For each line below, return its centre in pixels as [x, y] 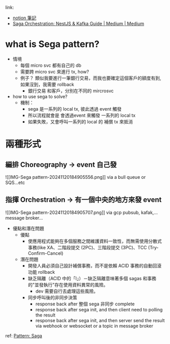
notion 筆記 [24, 18]
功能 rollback [41, 272]
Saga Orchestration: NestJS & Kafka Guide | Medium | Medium [78, 23]
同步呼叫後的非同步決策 [52, 297]
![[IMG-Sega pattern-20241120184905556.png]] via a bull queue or [76, 177]
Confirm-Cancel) [46, 253]
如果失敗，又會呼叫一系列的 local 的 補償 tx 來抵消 [80, 121]
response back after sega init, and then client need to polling [99, 309]
